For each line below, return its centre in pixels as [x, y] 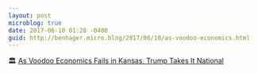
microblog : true [35, 23]
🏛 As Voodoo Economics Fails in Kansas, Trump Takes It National [116, 61]
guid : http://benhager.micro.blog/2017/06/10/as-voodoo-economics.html [129, 38]
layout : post [30, 15]
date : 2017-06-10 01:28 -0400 [58, 30]
